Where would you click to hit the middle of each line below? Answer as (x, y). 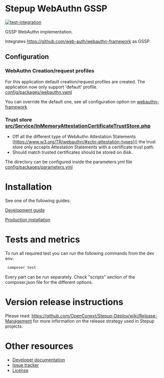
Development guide (25, 210)
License (20, 370)
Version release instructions (64, 302)
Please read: (18, 315)
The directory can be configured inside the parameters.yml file (69, 162)
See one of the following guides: (38, 201)
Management (18, 321)
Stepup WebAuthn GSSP (56, 9)
